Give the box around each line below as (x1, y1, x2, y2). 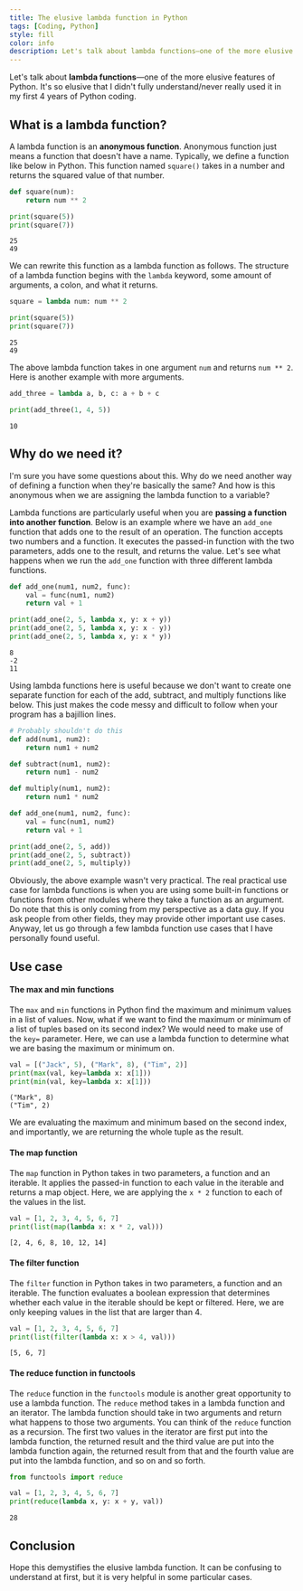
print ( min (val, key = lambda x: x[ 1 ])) (9, 1077, 152, 1086)
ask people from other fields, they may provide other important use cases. (9, 914, 287, 925)
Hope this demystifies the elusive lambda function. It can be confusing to (9, 1562, 282, 1573)
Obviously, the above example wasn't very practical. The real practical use (9, 875, 288, 886)
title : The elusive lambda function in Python (9, 13, 188, 23)
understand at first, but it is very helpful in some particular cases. (9, 1572, 253, 1583)
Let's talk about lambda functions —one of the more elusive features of (9, 71, 276, 82)
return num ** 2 (25, 195, 88, 204)
